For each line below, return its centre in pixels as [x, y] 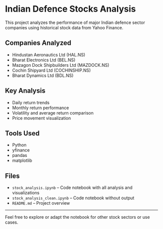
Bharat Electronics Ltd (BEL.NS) [44, 60]
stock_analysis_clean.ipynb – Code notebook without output [73, 198]
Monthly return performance [41, 108]
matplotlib [22, 161]
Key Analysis [25, 91]
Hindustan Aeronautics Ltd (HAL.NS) [49, 55]
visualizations [26, 193]
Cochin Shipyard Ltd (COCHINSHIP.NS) [51, 70]
